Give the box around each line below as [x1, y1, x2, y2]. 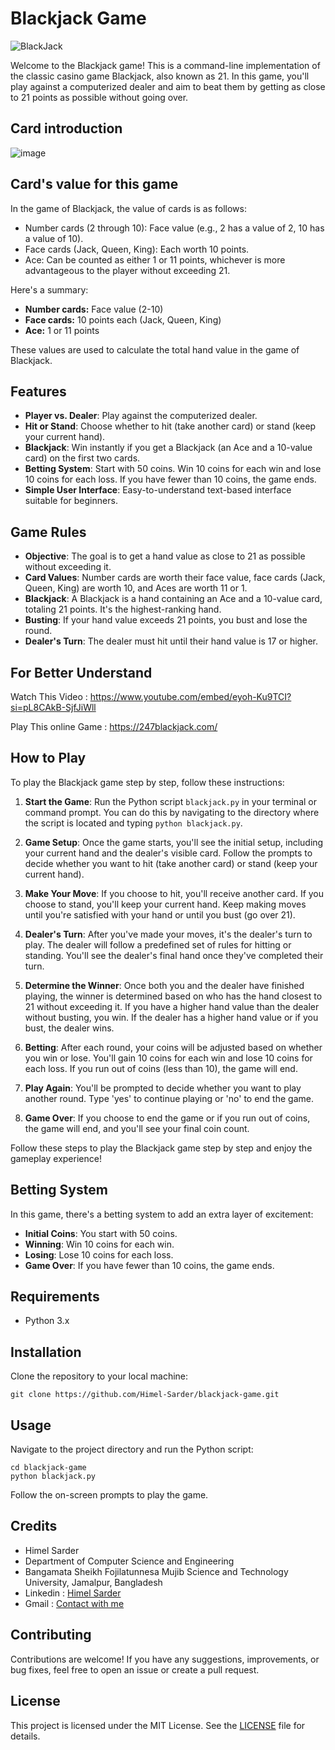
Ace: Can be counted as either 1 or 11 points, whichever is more [24, 253, 286, 266]
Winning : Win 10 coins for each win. [24, 1238, 175, 1250]
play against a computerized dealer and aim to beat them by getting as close [10, 80, 326, 92]
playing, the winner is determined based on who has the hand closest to [24, 990, 323, 1002]
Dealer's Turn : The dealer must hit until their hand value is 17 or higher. [24, 635, 319, 647]
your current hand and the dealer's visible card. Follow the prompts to [24, 847, 313, 859]
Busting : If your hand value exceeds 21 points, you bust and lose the [24, 614, 308, 626]
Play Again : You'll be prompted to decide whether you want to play [24, 1082, 302, 1094]
